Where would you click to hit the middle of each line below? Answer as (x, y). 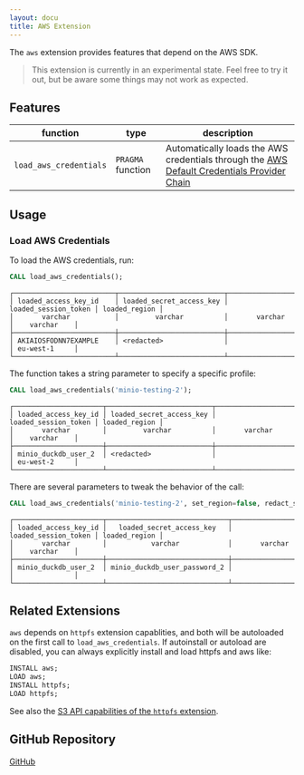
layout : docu (34, 18)
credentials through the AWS (227, 160)
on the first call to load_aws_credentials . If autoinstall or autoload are (138, 642)
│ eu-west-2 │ (44, 462)
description (228, 133)
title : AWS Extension (50, 26)
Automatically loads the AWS (227, 149)
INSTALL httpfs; (40, 685)
